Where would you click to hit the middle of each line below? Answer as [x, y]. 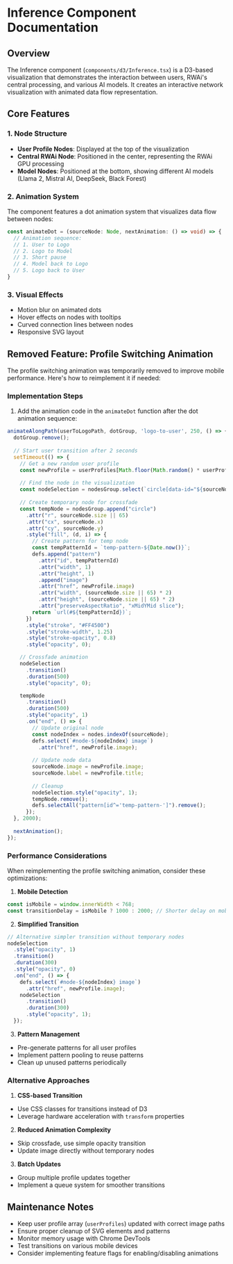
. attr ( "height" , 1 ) [66, 574]
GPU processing [41, 163]
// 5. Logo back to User [49, 270]
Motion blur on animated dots [59, 310]
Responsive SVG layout [51, 332]
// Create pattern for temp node [80, 541]
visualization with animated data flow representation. [83, 92]
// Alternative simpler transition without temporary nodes [96, 937]
